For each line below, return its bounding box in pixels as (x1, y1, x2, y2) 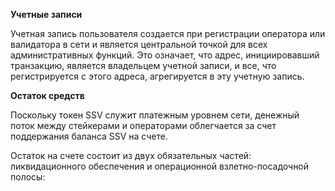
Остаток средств (10, 90, 85, 101)
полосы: (10, 171, 46, 183)
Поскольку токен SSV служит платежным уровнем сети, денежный (10, 109, 300, 121)
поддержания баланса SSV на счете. (10, 130, 168, 142)
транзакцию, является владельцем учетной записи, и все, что (10, 60, 277, 71)
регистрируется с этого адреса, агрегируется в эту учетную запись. (10, 70, 305, 82)
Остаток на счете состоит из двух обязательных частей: (10, 150, 252, 161)
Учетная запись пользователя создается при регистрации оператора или (10, 28, 326, 39)
